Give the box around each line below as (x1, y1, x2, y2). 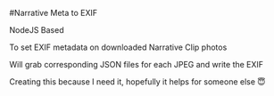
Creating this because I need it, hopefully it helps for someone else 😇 (9, 76, 266, 87)
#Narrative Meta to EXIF (9, 8, 98, 18)
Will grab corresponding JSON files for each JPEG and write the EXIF (9, 60, 264, 69)
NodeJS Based (9, 25, 64, 35)
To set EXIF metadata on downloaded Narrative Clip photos (9, 42, 228, 52)
